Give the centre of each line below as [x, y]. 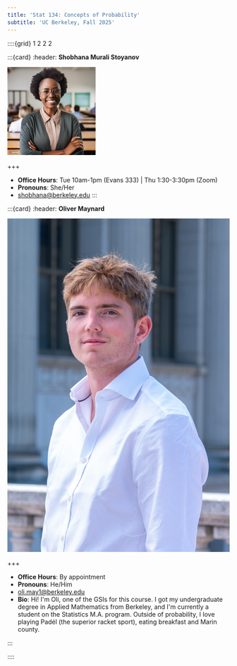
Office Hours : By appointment [61, 577]
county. [29, 629]
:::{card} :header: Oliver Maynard [56, 209]
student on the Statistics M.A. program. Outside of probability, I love [116, 615]
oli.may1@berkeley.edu [51, 592]
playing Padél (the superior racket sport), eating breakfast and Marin [117, 622]
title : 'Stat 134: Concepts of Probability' [74, 15]
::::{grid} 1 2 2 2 [30, 43]
